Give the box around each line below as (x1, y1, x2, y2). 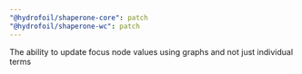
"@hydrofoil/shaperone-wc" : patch (9, 22, 141, 31)
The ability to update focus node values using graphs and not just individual (9, 46, 294, 57)
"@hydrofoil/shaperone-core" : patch (9, 13, 148, 23)
